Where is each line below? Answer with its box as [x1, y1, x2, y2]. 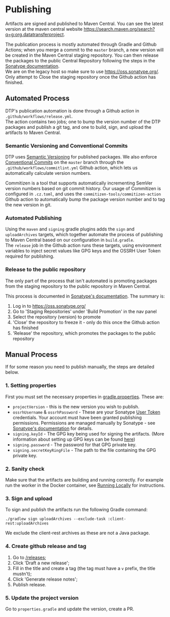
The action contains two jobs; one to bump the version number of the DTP [5, 119, 161, 125]
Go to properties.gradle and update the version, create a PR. [5, 606, 134, 612]
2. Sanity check [5, 465, 45, 472]
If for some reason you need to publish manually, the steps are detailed [5, 364, 154, 370]
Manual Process [5, 350, 58, 359]
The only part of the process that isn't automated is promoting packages [5, 278, 157, 284]
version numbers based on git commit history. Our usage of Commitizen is [5, 186, 161, 192]
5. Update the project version [5, 594, 79, 601]
